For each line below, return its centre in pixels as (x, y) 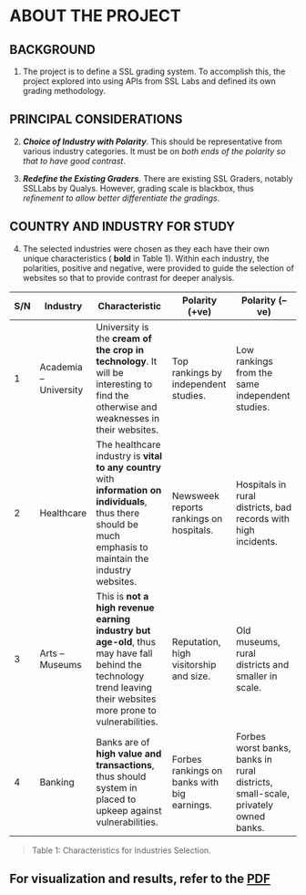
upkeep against (128, 810)
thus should (121, 776)
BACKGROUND (52, 50)
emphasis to (122, 546)
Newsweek (196, 495)
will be (110, 372)
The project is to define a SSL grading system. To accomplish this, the (154, 71)
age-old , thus (126, 641)
